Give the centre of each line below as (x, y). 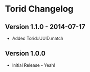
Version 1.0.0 (25, 53)
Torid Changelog (39, 9)
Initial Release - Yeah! (34, 65)
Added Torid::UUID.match (38, 38)
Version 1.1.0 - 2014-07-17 (45, 27)
